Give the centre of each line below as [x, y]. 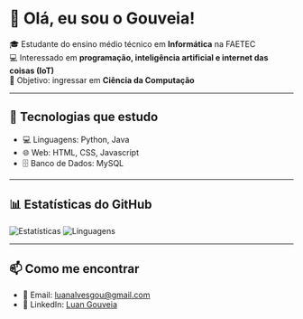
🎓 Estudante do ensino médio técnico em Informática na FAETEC [133, 43]
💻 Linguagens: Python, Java [76, 139]
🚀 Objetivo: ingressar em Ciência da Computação [102, 80]
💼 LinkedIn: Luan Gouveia [70, 305]
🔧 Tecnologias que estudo [84, 117]
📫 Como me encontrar [74, 269]
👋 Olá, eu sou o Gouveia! [102, 19]
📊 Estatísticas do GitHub [81, 205]
